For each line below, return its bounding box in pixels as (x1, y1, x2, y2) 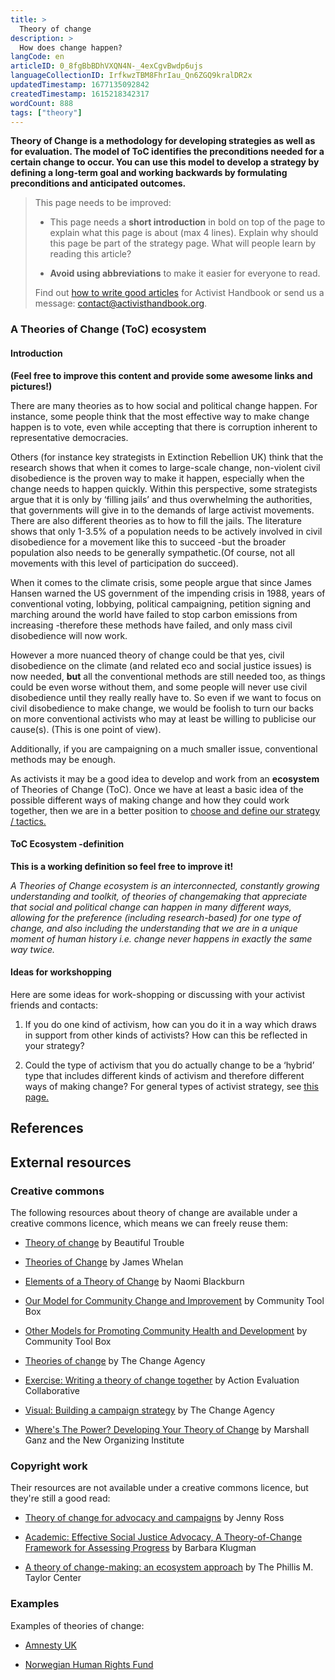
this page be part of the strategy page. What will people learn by (49, 237, 317, 250)
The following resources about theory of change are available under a (10, 1206, 298, 1218)
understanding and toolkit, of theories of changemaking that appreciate (10, 890, 308, 902)
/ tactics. (10, 815, 47, 827)
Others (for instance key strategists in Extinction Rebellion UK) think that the (10, 451, 324, 463)
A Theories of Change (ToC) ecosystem (10, 322, 207, 336)
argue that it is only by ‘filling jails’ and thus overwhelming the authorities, (10, 493, 313, 505)
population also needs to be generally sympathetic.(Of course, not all (10, 546, 295, 558)
